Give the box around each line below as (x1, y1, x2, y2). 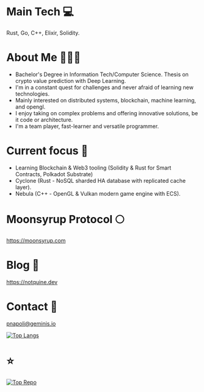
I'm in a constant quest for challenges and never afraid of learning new (15, 84, 194, 91)
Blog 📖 (6, 258, 40, 272)
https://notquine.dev (6, 278, 58, 285)
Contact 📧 (6, 299, 58, 313)
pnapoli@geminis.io (6, 319, 56, 327)
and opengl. (15, 103, 46, 110)
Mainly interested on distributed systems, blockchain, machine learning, (15, 96, 197, 104)
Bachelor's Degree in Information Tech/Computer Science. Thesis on (15, 71, 189, 78)
